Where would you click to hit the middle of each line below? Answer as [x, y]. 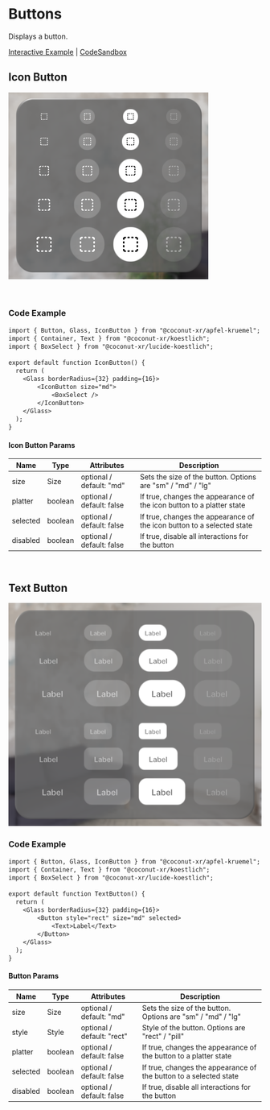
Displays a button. [38, 36]
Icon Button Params [42, 445]
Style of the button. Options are [194, 1028]
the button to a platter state [187, 1056]
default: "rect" [104, 1037]
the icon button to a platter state [192, 505]
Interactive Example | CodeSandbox [67, 52]
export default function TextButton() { [77, 894]
